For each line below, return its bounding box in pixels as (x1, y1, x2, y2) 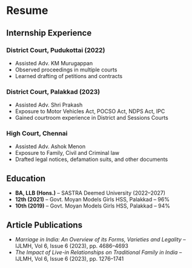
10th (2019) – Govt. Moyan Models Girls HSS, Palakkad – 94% (15, 202, 171, 209)
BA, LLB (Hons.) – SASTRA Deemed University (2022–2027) (15, 189, 165, 197)
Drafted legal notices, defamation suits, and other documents (15, 155, 168, 163)
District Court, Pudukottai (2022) (6, 46, 105, 54)
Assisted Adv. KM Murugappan (15, 59, 93, 67)
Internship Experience (6, 28, 92, 38)
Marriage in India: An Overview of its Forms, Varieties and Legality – (15, 236, 186, 243)
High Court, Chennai (6, 129, 68, 138)
